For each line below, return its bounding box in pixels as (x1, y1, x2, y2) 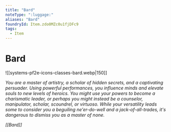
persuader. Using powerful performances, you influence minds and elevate (5, 85, 164, 91)
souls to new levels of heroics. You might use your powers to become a (5, 90, 156, 96)
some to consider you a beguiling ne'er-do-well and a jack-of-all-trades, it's (5, 106, 166, 112)
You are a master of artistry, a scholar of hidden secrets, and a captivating (5, 79, 163, 85)
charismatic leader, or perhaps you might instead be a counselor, (5, 95, 143, 102)
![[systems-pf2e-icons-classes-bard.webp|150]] (5, 70, 107, 76)
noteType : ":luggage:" (5, 12, 54, 17)
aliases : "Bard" (5, 17, 40, 22)
